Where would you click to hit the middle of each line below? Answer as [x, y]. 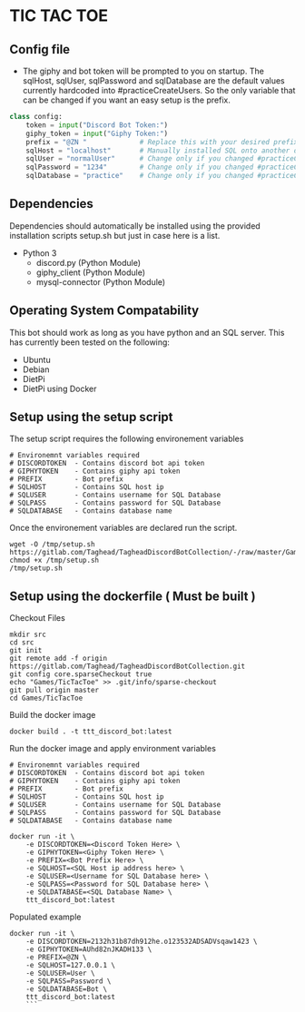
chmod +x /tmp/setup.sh [54, 560]
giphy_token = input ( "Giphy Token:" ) [97, 133]
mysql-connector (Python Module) [101, 281]
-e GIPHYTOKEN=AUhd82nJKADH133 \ [89, 949]
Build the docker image [53, 715]
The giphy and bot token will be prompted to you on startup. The [143, 71]
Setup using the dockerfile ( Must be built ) [133, 596]
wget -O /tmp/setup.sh [52, 545]
